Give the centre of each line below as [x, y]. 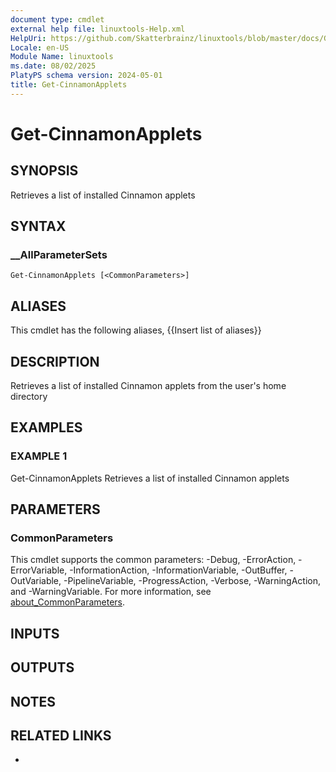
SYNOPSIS [44, 171]
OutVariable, [36, 581]
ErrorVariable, [39, 570]
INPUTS [35, 633]
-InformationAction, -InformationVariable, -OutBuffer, [178, 570]
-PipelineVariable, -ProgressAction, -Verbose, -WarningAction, [192, 581]
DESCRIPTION [55, 361]
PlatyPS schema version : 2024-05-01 [86, 76]
